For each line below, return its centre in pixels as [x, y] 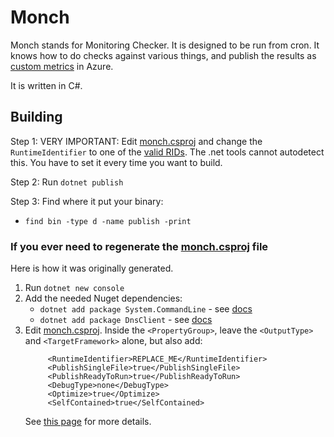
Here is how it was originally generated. [92, 268]
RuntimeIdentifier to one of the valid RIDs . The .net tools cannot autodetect [167, 152]
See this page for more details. [88, 422]
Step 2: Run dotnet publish [67, 182]
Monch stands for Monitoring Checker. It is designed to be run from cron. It [165, 45]
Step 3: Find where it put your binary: [87, 201]
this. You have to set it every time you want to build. [116, 162]
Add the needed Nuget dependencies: [103, 298]
